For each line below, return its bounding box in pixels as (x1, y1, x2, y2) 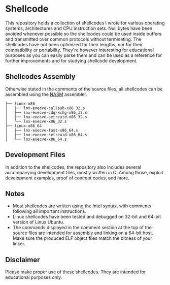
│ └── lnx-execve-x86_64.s (5, 137, 67, 142)
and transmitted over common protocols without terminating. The (5, 36, 142, 42)
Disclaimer (5, 255, 40, 264)
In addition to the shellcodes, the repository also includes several (5, 164, 141, 170)
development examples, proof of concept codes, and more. (5, 175, 129, 181)
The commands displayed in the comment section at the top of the (12, 225, 152, 231)
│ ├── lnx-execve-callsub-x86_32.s (5, 105, 85, 111)
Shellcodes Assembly (5, 72, 76, 81)
